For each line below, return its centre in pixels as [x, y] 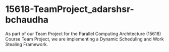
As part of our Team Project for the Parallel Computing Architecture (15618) [83, 33]
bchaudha [27, 20]
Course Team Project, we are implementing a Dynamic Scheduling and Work [84, 39]
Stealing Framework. [27, 44]
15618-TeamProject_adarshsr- [70, 9]
